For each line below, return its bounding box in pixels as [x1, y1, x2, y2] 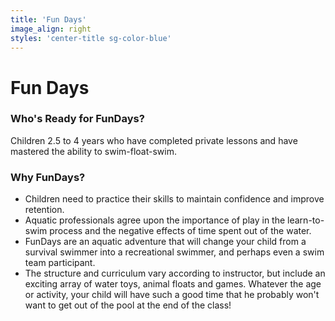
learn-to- [287, 214, 325, 226]
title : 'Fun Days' [10, 14, 87, 25]
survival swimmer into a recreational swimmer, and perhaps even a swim [24, 246, 325, 258]
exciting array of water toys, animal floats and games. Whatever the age [24, 278, 322, 290]
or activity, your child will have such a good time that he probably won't [24, 289, 320, 301]
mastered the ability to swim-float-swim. [10, 145, 178, 157]
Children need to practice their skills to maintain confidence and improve [24, 193, 325, 205]
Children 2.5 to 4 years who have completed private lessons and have [10, 134, 298, 146]
